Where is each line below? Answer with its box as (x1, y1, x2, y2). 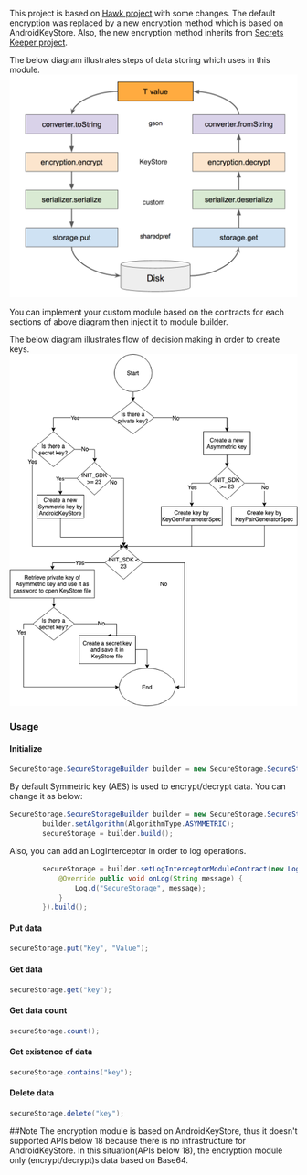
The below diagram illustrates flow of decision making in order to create (9, 334, 281, 345)
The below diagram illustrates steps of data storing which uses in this (9, 55, 271, 65)
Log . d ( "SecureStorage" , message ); (74, 883, 206, 892)
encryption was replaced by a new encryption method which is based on (9, 17, 284, 28)
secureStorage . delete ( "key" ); (9, 1108, 125, 1118)
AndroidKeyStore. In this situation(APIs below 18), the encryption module (9, 1145, 283, 1156)
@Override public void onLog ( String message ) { (58, 873, 244, 883)
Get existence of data (9, 1046, 93, 1057)
